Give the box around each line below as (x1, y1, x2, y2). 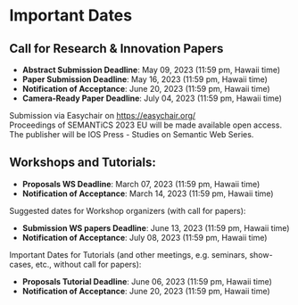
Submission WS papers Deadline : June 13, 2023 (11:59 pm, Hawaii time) (21, 222, 290, 233)
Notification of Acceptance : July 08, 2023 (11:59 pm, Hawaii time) (21, 232, 268, 243)
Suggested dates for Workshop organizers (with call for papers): (9, 205, 246, 216)
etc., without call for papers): (35, 259, 142, 269)
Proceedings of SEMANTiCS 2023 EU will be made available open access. (9, 120, 283, 130)
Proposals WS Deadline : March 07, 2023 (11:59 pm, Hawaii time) (21, 178, 261, 189)
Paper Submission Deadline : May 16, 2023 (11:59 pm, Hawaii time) (21, 74, 268, 85)
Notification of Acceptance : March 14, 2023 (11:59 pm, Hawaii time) (21, 188, 274, 199)
